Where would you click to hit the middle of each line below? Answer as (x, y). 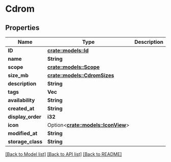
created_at (21, 109)
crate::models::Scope (74, 67)
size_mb (18, 75)
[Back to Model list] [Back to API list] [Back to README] (64, 154)
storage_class (25, 142)
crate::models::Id (68, 50)
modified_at (23, 133)
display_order (25, 117)
